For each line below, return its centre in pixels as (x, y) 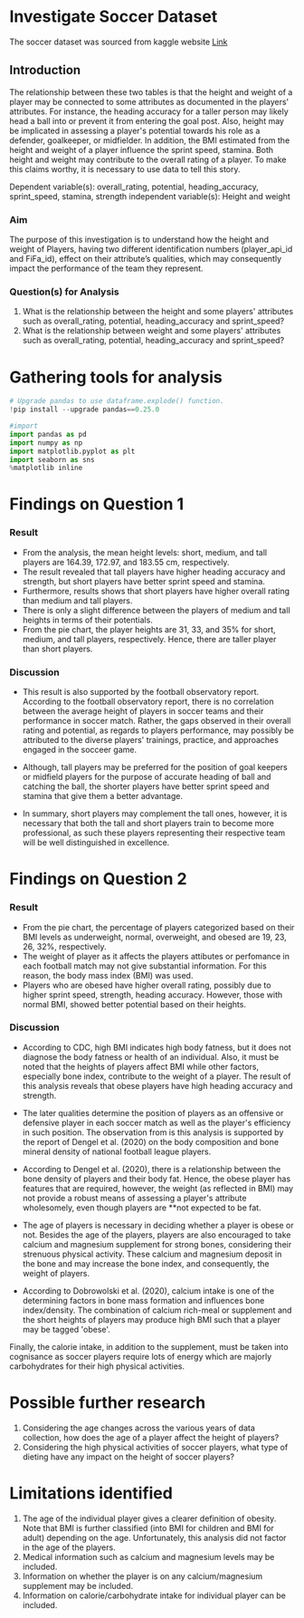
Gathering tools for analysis (116, 377)
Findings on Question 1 (97, 504)
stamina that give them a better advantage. (103, 796)
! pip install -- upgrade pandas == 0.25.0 (85, 409)
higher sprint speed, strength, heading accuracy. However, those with (152, 995)
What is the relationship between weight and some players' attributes (152, 331)
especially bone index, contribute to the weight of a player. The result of (157, 1076)
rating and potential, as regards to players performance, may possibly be (158, 730)
